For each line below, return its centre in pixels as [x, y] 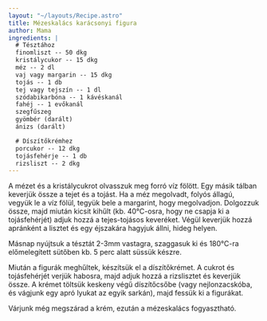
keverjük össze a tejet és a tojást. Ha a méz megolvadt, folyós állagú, [122, 194]
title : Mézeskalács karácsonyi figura [73, 23]
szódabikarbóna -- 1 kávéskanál [69, 97]
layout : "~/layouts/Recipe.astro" [66, 16]
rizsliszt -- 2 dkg [48, 163]
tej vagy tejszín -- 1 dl [59, 90]
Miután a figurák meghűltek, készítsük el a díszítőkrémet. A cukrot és [122, 268]
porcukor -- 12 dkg [48, 148]
